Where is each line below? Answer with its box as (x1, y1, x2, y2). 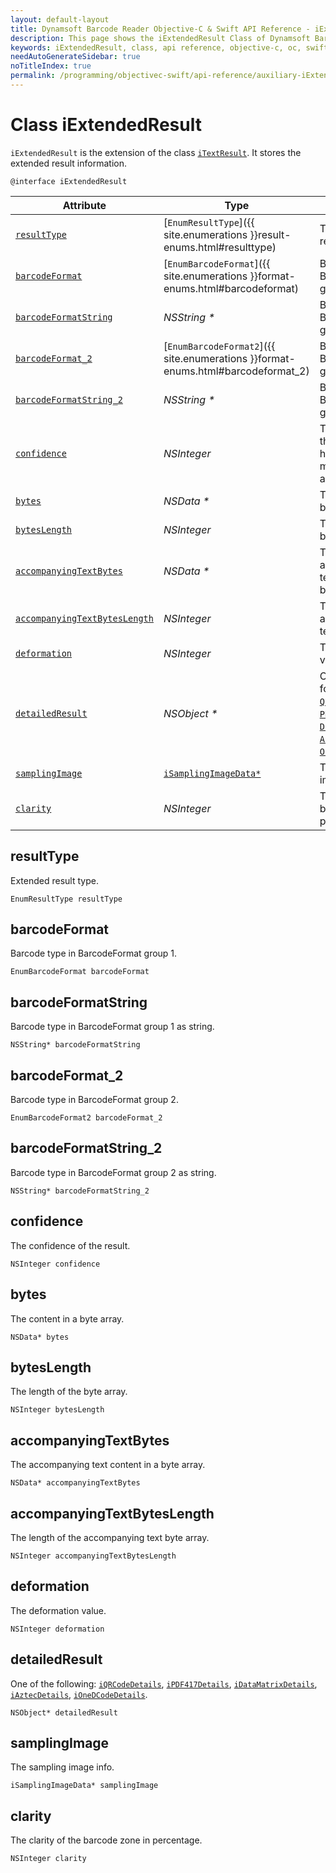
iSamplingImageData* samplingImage (10, 1781, 159, 1791)
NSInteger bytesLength (10, 1405, 105, 1415)
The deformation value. (10, 1604, 107, 1616)
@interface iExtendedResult (10, 176, 128, 186)
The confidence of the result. (10, 1239, 131, 1251)
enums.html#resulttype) (163, 240, 277, 254)
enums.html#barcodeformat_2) (163, 364, 310, 378)
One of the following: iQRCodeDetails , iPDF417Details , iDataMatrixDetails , (10, 1677, 318, 1690)
